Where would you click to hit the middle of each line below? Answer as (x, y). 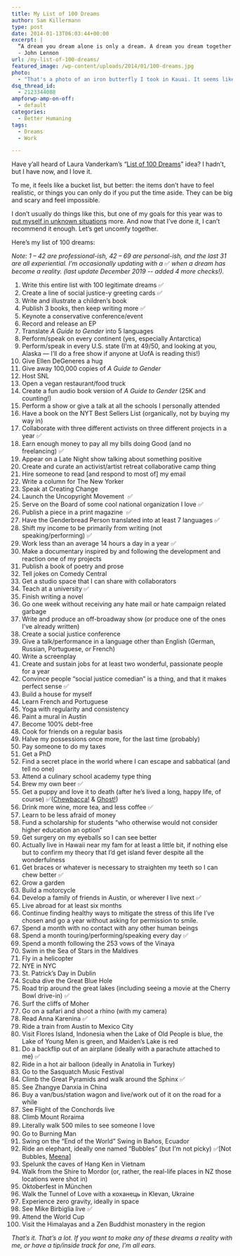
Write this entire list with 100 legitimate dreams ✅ (93, 285)
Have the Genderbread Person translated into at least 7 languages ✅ (121, 520)
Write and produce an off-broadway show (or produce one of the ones (124, 619)
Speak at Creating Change (60, 489)
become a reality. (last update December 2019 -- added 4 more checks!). (118, 271)
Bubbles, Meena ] (46, 1157)
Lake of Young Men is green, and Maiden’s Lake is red (100, 1042)
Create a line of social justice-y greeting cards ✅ (92, 293)
